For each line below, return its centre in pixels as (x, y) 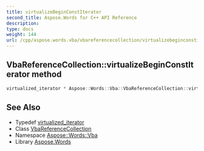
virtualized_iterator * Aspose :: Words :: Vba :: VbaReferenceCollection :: (97, 88)
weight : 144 (21, 35)
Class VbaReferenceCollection (53, 128)
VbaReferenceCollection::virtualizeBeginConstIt (100, 65)
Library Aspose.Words (43, 141)
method (46, 75)
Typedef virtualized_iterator (50, 122)
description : (23, 23)
